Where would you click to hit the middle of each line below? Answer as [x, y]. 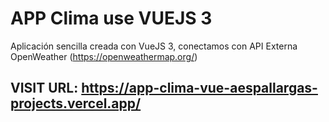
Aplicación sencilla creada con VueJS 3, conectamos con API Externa [154, 46]
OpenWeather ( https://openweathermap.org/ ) [104, 56]
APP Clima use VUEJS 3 [111, 18]
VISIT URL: [44, 88]
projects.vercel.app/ [76, 103]
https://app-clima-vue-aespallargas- [199, 88]
